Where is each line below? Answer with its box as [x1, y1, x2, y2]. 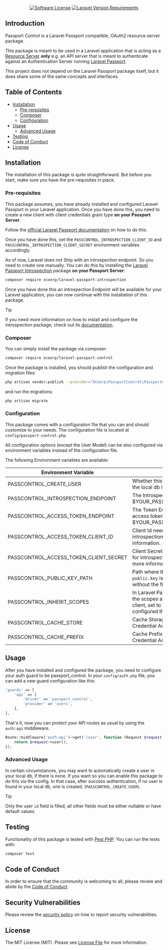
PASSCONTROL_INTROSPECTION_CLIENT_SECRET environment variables [5, 241, 140, 248]
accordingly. [5, 247, 31, 253]
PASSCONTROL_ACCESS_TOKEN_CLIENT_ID [7, 533, 113, 540]
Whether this [132, 477, 162, 484]
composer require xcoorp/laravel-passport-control [5, 355, 113, 360]
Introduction [5, 19, 45, 28]
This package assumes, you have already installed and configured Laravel [5, 201, 158, 207]
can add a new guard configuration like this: [5, 677, 96, 684]
